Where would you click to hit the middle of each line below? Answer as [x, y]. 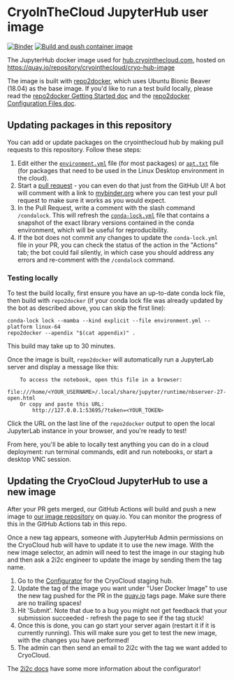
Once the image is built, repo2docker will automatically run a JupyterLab [110, 360]
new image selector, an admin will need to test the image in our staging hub [116, 552]
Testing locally [33, 278]
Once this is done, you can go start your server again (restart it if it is [116, 625]
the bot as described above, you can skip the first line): [87, 308]
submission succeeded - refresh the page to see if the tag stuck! [111, 618]
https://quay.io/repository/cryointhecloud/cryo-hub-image [91, 67]
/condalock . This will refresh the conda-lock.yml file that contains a [113, 215]
